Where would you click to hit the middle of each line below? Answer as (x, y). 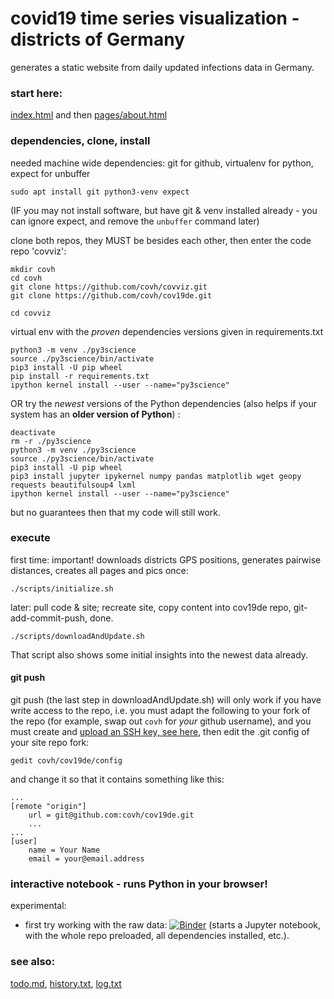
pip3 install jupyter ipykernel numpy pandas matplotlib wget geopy (156, 476)
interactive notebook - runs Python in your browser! (139, 884)
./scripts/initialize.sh (62, 588)
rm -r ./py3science (51, 441)
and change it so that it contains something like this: (117, 779)
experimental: (38, 906)
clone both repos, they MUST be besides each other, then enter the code (161, 240)
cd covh (26, 278)
